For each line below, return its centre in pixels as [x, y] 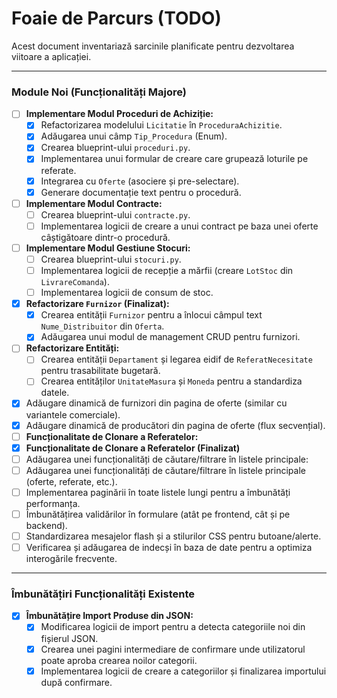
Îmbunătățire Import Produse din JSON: [109, 616]
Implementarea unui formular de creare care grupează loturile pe [174, 159]
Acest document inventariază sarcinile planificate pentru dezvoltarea [153, 46]
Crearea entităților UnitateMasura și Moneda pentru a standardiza [171, 381]
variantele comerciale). [73, 414]
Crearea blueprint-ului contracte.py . [115, 214]
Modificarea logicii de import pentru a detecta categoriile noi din [173, 627]
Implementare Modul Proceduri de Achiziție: [119, 114]
